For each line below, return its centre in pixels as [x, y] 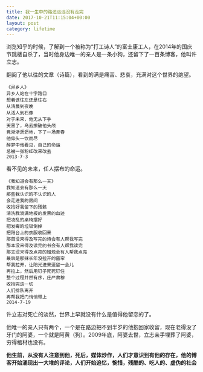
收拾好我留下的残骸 [27, 207]
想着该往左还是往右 [27, 100]
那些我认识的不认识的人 [31, 194]
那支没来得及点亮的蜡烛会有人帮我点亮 [47, 252]
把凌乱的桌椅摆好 [24, 220]
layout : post [23, 23]
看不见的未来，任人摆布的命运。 [46, 169]
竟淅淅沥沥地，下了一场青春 [36, 132]
